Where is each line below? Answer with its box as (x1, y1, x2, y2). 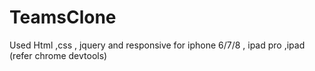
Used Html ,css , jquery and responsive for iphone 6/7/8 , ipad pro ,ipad (9, 39, 306, 51)
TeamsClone (9, 6, 117, 29)
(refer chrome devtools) (9, 49, 108, 61)
